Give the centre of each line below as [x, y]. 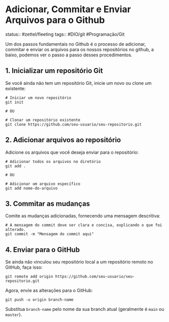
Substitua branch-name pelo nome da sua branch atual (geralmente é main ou [85, 309]
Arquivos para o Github [55, 20]
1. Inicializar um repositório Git [54, 71]
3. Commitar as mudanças [48, 203]
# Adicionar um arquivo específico [43, 184]
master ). [14, 315]
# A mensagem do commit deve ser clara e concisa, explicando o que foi [84, 225]
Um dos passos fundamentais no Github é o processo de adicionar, [76, 44]
